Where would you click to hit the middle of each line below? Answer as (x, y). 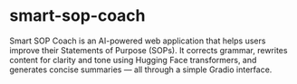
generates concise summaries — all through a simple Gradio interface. (141, 70)
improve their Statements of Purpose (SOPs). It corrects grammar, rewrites (148, 50)
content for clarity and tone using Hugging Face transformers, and (133, 60)
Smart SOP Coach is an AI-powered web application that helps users (138, 41)
